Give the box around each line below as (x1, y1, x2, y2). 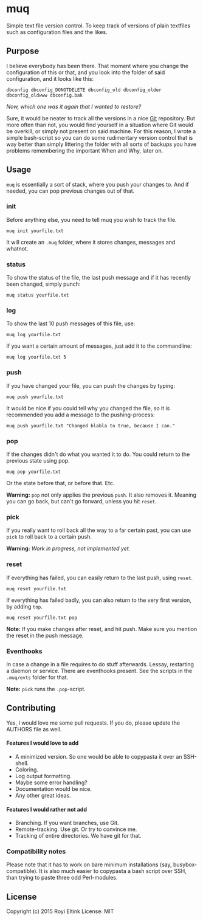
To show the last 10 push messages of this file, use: (6, 320, 136, 327)
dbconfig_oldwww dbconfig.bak (6, 92, 83, 98)
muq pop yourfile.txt (6, 469, 61, 475)
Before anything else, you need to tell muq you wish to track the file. (6, 216, 177, 223)
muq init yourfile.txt (6, 227, 64, 234)
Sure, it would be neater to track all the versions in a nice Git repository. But (6, 114, 196, 122)
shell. (15, 759, 29, 767)
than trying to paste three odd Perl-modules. (6, 874, 118, 881)
